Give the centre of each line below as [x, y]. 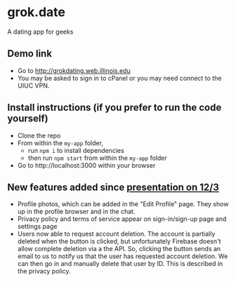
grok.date [36, 12]
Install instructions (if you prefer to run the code [114, 108]
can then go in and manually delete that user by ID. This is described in [120, 264]
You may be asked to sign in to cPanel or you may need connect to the [119, 78]
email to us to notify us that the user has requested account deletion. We [123, 256]
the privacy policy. [44, 271]
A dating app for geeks [40, 32]
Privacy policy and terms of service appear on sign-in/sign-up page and [122, 219]
